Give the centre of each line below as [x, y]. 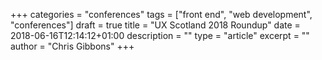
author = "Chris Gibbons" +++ [72, 46]
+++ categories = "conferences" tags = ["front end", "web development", [161, 14]
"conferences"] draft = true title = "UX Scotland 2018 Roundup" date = [155, 25]
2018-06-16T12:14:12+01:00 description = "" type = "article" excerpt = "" [160, 35]
